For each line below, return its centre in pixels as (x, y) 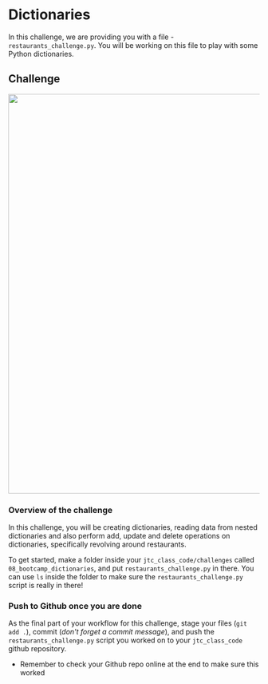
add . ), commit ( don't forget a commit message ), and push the (112, 632)
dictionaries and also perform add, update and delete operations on (119, 536)
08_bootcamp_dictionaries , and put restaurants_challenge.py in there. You (131, 568)
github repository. (37, 649)
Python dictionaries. (41, 54)
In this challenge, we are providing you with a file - (91, 37)
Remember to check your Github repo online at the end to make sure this (139, 664)
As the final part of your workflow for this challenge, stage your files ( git (128, 623)
